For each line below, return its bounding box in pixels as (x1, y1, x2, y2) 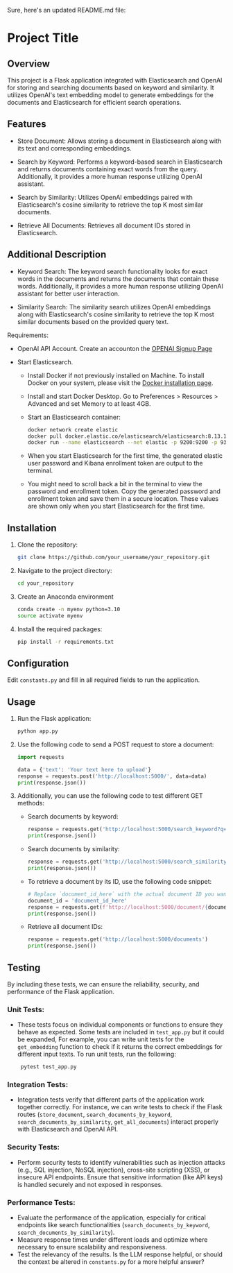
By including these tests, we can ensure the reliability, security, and (7, 980, 200, 988)
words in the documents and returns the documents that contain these (17, 274, 219, 283)
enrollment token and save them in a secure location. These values (27, 495, 219, 503)
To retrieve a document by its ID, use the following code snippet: (27, 877, 212, 885)
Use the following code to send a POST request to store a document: (17, 740, 214, 749)
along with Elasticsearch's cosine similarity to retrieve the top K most (17, 310, 215, 318)
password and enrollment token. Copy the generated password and (27, 487, 221, 495)
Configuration (7, 657, 69, 669)
